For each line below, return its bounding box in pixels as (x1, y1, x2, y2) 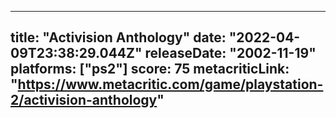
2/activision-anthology (10, 92, 158, 109)
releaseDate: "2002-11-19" (144, 45, 317, 62)
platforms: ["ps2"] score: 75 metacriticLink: (10, 61, 290, 78)
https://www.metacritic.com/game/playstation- (17, 76, 324, 93)
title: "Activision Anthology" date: (10, 29, 227, 46)
